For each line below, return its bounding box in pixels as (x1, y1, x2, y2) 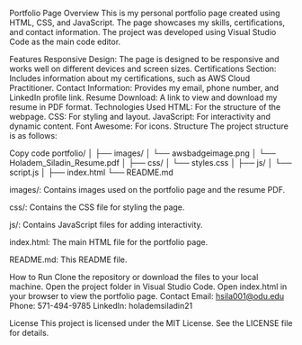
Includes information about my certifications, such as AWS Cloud (9, 73, 250, 84)
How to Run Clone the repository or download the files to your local (9, 272, 259, 282)
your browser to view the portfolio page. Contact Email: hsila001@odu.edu (9, 291, 285, 301)
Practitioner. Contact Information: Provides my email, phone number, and (9, 83, 280, 93)
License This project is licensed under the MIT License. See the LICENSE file (9, 318, 293, 328)
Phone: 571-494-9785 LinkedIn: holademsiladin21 (9, 301, 193, 311)
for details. (9, 328, 49, 338)
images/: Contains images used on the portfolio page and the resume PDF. (9, 185, 286, 195)
